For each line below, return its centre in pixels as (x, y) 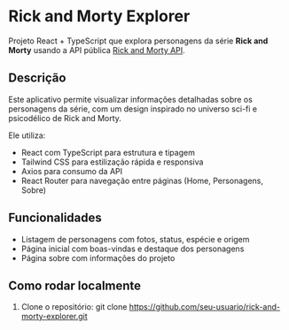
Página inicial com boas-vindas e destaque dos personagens (133, 249)
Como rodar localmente (75, 285)
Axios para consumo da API (72, 171)
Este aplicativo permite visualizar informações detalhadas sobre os (131, 99)
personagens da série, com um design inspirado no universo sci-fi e (133, 109)
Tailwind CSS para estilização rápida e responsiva (112, 162)
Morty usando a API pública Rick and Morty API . (97, 50)
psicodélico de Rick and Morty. (65, 118)
